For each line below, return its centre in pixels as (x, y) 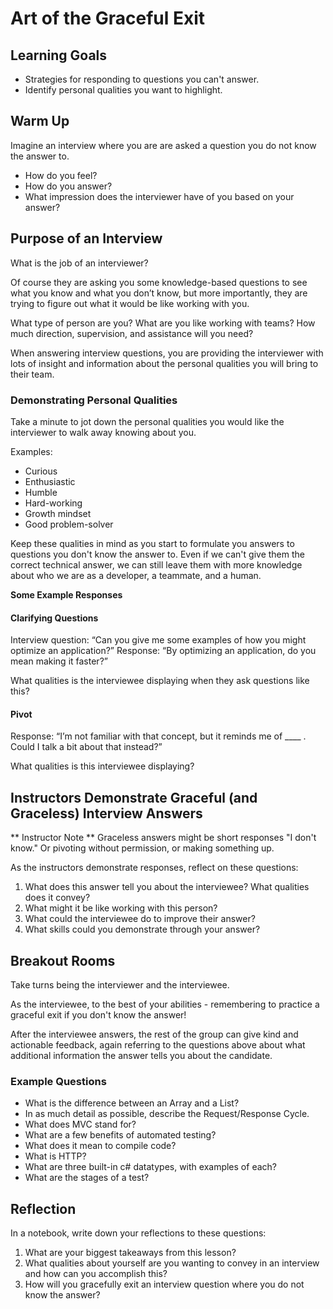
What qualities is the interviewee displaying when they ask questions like (160, 681)
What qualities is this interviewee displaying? (102, 766)
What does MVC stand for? (80, 1124)
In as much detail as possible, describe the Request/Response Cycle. (167, 1114)
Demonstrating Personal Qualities (94, 400)
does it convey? (57, 898)
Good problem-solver (69, 524)
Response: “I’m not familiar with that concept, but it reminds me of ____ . (158, 736)
